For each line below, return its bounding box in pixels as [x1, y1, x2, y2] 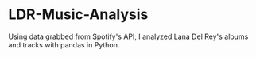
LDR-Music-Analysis [8, 6, 149, 24]
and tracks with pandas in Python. [8, 40, 120, 49]
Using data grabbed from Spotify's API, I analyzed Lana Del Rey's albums [8, 32, 249, 41]
